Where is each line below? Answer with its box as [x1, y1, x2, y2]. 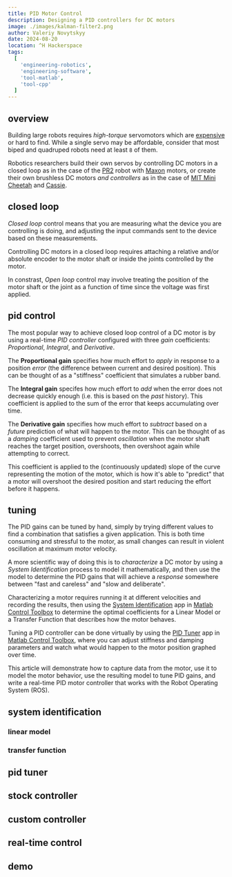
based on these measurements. [8, 234, 98, 242]
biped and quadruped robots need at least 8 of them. [8, 146, 158, 154]
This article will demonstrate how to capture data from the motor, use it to [8, 664, 217, 673]
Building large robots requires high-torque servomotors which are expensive [8, 130, 225, 139]
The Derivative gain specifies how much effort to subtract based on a [8, 420, 207, 428]
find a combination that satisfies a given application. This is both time [8, 530, 205, 538]
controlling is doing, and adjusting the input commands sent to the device [8, 226, 217, 235]
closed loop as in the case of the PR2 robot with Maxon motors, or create [8, 166, 216, 175]
